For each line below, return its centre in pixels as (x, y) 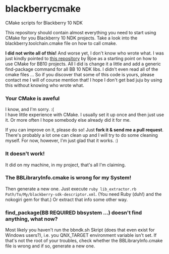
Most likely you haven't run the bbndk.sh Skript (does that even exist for (80, 230)
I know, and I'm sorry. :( (30, 110)
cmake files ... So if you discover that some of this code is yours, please (80, 74)
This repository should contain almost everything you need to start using (81, 32)
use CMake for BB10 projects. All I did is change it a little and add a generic (83, 64)
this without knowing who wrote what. (45, 85)
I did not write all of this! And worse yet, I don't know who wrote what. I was (84, 53)
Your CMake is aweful (33, 98)
